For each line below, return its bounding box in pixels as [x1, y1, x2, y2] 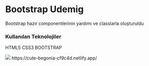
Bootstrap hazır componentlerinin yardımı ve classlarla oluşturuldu [5, 20, 144, 26]
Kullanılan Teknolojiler [5, 33, 62, 40]
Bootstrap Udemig [5, 4, 84, 15]
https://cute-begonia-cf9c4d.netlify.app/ [11, 55, 98, 61]
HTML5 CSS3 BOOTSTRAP [5, 45, 62, 51]
